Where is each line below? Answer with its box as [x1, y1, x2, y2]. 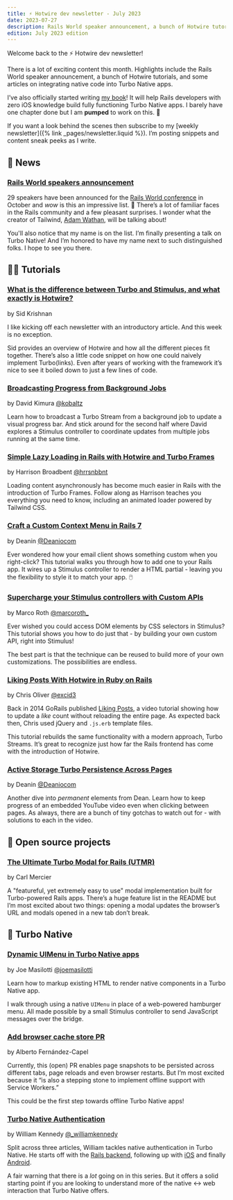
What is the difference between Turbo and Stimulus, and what [7, 285, 221, 294]
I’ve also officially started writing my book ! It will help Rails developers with [7, 93, 221, 102]
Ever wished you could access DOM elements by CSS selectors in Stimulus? [7, 622, 225, 630]
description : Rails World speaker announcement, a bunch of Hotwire [7, 23, 209, 30]
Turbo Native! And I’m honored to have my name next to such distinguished [7, 236, 223, 244]
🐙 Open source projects [7, 836, 111, 848]
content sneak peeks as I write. [7, 136, 97, 145]
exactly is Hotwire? [7, 294, 74, 303]
